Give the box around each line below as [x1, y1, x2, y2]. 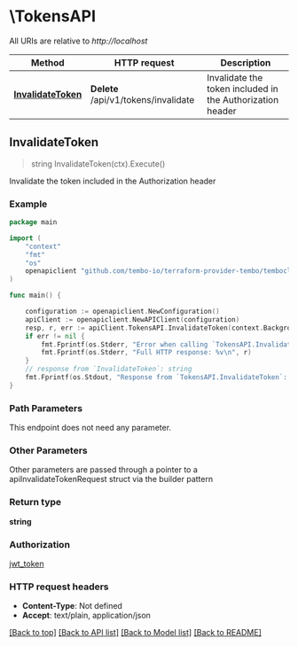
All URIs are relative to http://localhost [9, 35, 148, 46]
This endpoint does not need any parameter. [9, 423, 171, 433]
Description [220, 56, 271, 68]
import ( [9, 233, 42, 243]
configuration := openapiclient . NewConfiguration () [25, 307, 220, 316]
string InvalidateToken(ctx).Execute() [30, 158, 166, 169]
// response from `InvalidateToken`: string [25, 365, 192, 374]
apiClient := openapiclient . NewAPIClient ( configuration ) [25, 315, 240, 324]
